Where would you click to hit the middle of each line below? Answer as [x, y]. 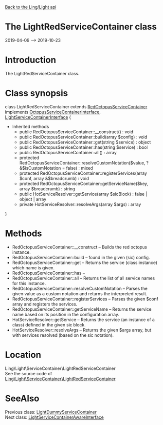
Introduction [31, 60]
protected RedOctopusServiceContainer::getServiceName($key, [84, 183]
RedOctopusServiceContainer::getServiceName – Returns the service [82, 309]
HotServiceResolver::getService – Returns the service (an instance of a [83, 320]
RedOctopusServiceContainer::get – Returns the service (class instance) [85, 263]
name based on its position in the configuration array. [65, 314]
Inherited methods [30, 126]
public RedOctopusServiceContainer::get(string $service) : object [85, 142]
